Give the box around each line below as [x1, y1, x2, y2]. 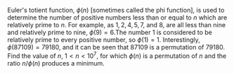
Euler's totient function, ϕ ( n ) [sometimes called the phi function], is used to [7, 6, 225, 14]
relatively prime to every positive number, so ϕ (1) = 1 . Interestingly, [7, 36, 200, 44]
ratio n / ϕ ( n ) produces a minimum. [7, 59, 105, 67]
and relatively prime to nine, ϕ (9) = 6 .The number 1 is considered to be [7, 28, 212, 36]
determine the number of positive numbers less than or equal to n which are [7, 13, 228, 22]
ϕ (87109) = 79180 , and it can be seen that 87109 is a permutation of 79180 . [7, 43, 226, 51]
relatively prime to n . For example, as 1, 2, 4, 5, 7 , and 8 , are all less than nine [7, 21, 226, 29]
